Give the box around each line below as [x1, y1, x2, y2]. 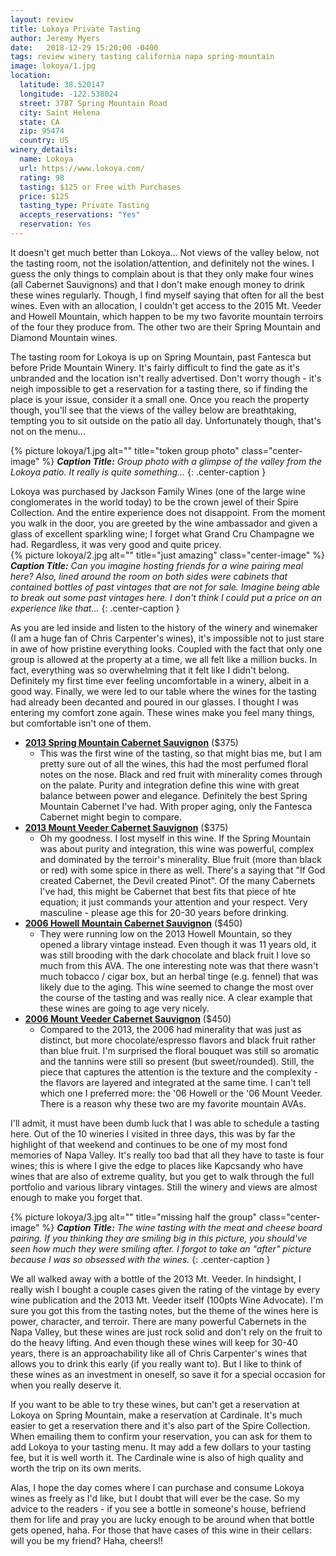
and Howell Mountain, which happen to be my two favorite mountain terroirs [10, 310, 324, 322]
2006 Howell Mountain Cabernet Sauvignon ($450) [24, 917, 243, 929]
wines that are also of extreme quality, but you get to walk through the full [10, 1170, 315, 1182]
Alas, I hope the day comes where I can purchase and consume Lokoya [10, 1481, 305, 1493]
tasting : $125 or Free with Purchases [19, 182, 182, 192]
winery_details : [10, 145, 78, 155]
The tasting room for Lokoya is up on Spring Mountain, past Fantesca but [10, 351, 312, 363]
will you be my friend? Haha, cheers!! [10, 1534, 164, 1546]
